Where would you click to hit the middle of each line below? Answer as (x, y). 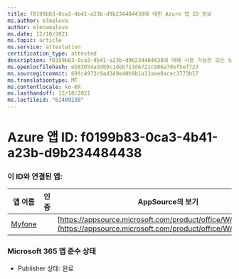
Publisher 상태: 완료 (46, 268)
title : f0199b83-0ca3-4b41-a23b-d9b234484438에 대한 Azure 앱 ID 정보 (110, 14)
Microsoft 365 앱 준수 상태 (52, 251)
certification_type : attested (52, 54)
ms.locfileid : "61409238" (46, 100)
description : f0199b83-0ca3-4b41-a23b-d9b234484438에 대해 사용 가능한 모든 (116, 60)
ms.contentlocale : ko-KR (44, 87)
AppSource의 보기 (168, 202)
